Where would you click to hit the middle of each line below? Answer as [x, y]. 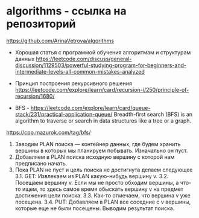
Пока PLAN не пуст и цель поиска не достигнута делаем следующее [104, 170]
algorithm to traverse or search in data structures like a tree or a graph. [103, 120]
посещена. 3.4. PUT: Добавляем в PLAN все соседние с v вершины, [103, 202]
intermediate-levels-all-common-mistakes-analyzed [80, 71]
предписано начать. [41, 163]
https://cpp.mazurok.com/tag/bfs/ [49, 132]
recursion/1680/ [35, 96]
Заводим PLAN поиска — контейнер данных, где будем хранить [98, 144]
